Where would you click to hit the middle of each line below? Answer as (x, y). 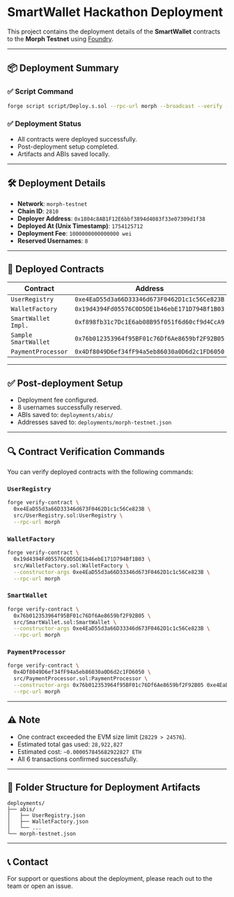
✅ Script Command (40, 91)
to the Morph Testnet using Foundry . (60, 38)
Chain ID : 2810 (38, 211)
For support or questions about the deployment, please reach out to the (110, 879)
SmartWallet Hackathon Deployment (115, 12)
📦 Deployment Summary (63, 68)
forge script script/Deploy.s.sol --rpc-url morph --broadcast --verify (115, 106)
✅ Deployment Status (44, 124)
